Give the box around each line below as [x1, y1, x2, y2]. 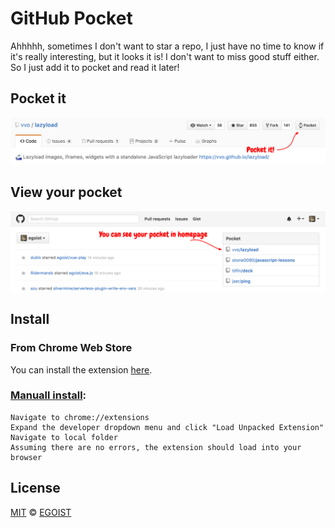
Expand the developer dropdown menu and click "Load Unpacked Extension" [10, 422, 325, 432]
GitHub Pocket [10, 7, 133, 30]
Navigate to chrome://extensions [10, 412, 150, 422]
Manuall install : [10, 388, 87, 402]
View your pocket [10, 184, 123, 201]
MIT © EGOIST [10, 506, 72, 518]
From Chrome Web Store [10, 341, 133, 355]
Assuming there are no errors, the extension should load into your [10, 442, 302, 452]
